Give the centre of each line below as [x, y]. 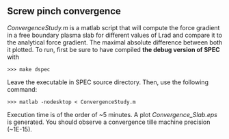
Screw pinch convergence [64, 11]
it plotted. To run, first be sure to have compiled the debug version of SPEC [113, 49]
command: [22, 89]
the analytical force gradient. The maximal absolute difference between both [115, 42]
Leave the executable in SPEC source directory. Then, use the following [108, 82]
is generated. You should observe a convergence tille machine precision [109, 122]
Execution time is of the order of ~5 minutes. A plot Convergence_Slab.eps [112, 114]
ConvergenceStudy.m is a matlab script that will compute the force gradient [113, 27]
